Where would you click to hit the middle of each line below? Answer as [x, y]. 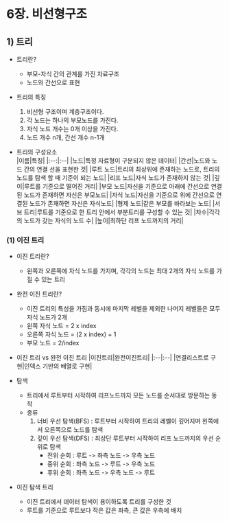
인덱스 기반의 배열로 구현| [58, 366]
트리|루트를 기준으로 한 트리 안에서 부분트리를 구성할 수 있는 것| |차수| [117, 212]
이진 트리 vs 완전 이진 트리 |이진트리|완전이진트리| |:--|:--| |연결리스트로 [112, 358]
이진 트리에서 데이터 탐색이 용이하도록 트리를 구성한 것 [99, 502]
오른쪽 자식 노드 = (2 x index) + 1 [71, 334]
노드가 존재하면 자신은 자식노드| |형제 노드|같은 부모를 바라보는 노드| [120, 204]
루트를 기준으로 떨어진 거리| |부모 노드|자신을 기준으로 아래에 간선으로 [117, 186]
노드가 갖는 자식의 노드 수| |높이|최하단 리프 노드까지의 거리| [104, 221]
